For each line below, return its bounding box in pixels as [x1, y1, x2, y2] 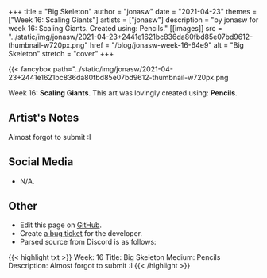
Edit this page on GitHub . [19, 220, 102, 230]
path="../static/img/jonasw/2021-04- [52, 64, 173, 74]
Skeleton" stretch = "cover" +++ [8, 49, 114, 58]
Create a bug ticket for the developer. [19, 229, 143, 238]
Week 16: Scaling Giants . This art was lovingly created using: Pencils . [8, 88, 238, 98]
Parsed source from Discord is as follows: [19, 237, 157, 247]
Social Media [8, 155, 74, 169]
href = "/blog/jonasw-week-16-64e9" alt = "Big [89, 41, 245, 50]
